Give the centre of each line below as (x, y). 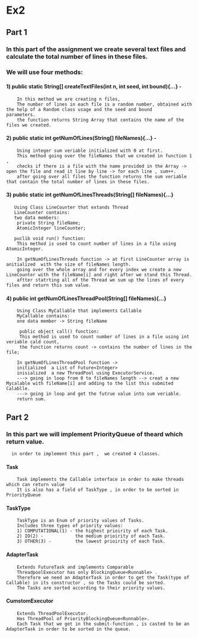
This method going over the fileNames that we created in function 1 (105, 156)
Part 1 (17, 32)
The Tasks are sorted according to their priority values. (91, 588)
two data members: (37, 218)
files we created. (29, 125)
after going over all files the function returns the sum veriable (102, 176)
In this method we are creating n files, (68, 99)
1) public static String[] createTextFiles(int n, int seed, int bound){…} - (94, 87)
